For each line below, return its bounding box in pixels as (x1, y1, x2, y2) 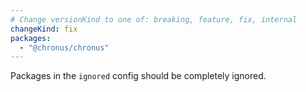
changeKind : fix (10, 24, 78, 34)
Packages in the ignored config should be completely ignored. (10, 70, 267, 82)
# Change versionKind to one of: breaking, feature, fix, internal (10, 14, 298, 25)
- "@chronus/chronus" (19, 42, 110, 53)
